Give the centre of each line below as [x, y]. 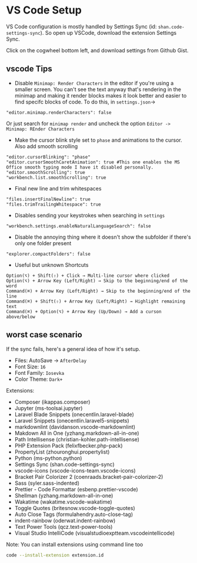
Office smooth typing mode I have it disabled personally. [80, 167]
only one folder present [43, 243]
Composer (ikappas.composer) [52, 402]
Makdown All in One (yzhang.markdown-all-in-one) [77, 433]
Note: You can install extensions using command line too [75, 544]
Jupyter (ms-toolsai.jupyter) [49, 408]
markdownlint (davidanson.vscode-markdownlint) [75, 427]
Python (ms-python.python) [48, 458]
